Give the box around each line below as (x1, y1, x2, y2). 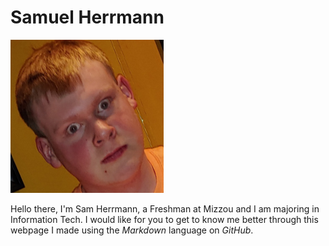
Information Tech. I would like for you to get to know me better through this (10, 213, 319, 225)
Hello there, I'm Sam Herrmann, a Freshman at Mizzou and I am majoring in (10, 202, 320, 215)
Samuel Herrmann (10, 6, 165, 29)
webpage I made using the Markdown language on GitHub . (10, 224, 254, 236)
